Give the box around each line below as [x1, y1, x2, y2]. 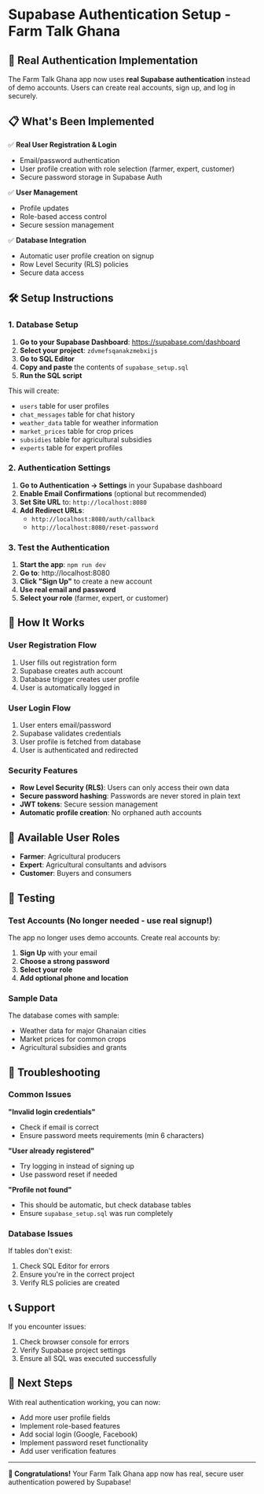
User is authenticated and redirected [19, 746, 139, 755]
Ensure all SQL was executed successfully [19, 1353, 157, 1363]
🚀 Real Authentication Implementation [8, 54, 199, 67]
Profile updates [19, 203, 69, 213]
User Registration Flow [8, 639, 97, 651]
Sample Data [8, 992, 58, 1003]
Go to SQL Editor [19, 354, 75, 363]
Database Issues [8, 1228, 73, 1239]
